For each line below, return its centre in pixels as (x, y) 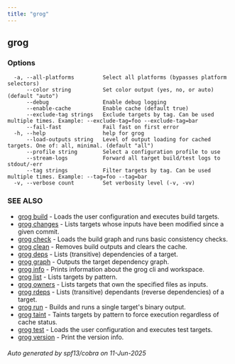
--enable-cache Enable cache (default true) (108, 109)
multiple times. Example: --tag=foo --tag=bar (77, 177)
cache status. (38, 322)
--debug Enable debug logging (96, 103)
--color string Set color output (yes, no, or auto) (120, 90)
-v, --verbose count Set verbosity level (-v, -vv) (104, 183)
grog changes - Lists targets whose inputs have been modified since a (121, 224)
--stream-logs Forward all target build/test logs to (123, 158)
